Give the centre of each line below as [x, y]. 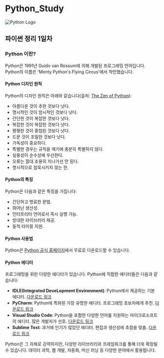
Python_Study [35, 9]
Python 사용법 [19, 238]
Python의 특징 [19, 179]
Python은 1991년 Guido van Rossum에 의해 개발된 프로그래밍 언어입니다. [75, 65]
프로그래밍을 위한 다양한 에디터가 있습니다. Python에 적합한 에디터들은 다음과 [79, 274]
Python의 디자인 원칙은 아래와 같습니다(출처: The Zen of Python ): [69, 96]
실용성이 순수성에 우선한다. [38, 155]
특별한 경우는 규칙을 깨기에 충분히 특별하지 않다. [58, 149]
